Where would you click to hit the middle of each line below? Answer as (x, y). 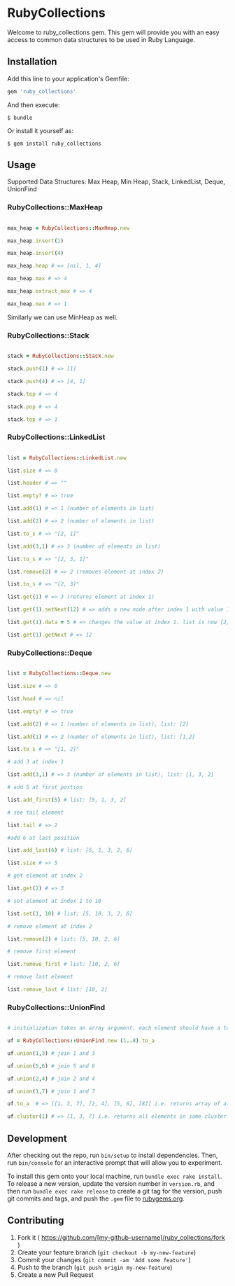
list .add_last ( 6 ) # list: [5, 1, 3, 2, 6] (70, 850)
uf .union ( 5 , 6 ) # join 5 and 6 (51, 1066)
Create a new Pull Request (56, 1274)
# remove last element (40, 977)
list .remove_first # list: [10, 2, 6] (64, 964)
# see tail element (36, 813)
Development (37, 1139)
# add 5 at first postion (45, 787)
